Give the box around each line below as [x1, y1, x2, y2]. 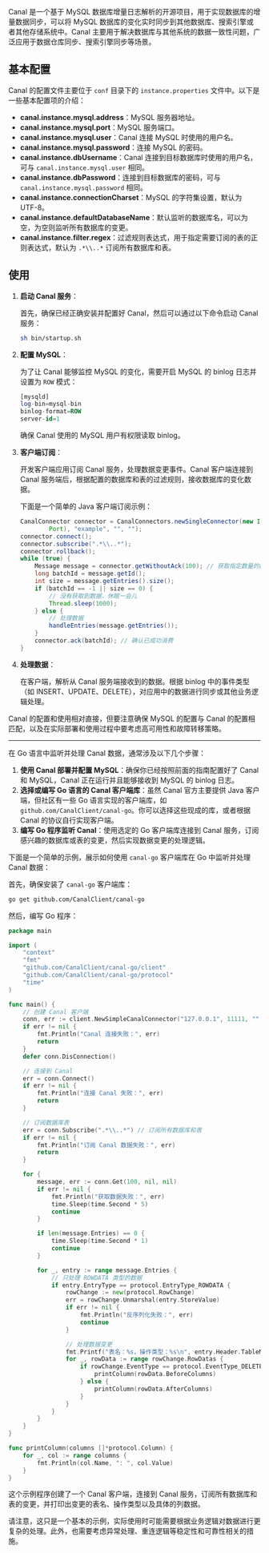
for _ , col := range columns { [22, 1451, 127, 1459]
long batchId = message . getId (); [34, 569, 147, 578]
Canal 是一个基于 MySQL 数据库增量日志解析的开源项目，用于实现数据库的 [8, 7, 254, 16]
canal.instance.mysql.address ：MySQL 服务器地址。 [19, 112, 199, 122]
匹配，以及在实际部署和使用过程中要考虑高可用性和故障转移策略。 [8, 723, 226, 733]
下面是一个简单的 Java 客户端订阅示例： [19, 501, 152, 511]
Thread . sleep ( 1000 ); [49, 599, 118, 607]
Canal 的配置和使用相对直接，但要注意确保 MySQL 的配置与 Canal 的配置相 [8, 714, 256, 723]
